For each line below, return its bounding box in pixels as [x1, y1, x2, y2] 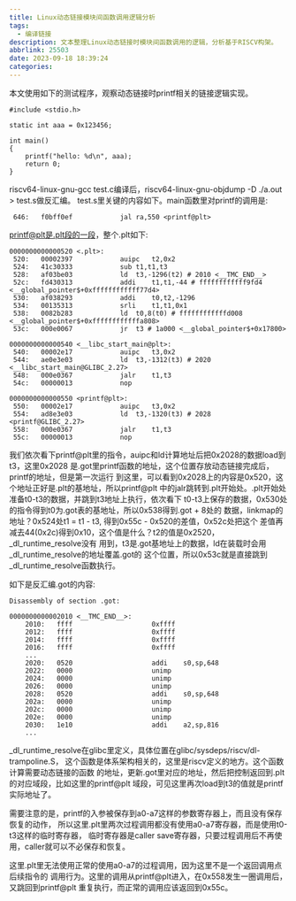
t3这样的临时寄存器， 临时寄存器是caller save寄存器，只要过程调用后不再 [9, 829, 276, 841]
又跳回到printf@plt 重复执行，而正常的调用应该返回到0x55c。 [9, 882, 233, 892]
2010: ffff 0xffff [25, 620, 176, 628]
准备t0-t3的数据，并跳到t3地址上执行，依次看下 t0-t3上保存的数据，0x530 [9, 493, 280, 504]
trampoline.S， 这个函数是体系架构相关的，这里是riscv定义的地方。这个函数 [9, 756, 285, 766]
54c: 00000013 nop [12, 378, 133, 388]
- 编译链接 [17, 29, 52, 38]
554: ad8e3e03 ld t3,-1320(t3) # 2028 [12, 409, 212, 419]
